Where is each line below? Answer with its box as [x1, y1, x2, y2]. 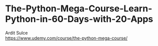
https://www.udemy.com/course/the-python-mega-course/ [5, 35, 128, 41]
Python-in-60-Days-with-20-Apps [5, 13, 153, 25]
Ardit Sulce [5, 30, 28, 36]
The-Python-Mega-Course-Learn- [5, 3, 152, 14]
